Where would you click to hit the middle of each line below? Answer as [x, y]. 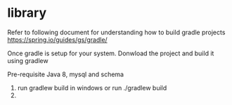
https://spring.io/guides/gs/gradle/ [57, 39]
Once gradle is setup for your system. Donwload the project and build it [111, 53]
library [27, 13]
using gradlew [28, 60]
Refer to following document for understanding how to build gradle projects [116, 32]
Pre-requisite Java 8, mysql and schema [66, 74]
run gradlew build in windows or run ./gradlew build [92, 87]
